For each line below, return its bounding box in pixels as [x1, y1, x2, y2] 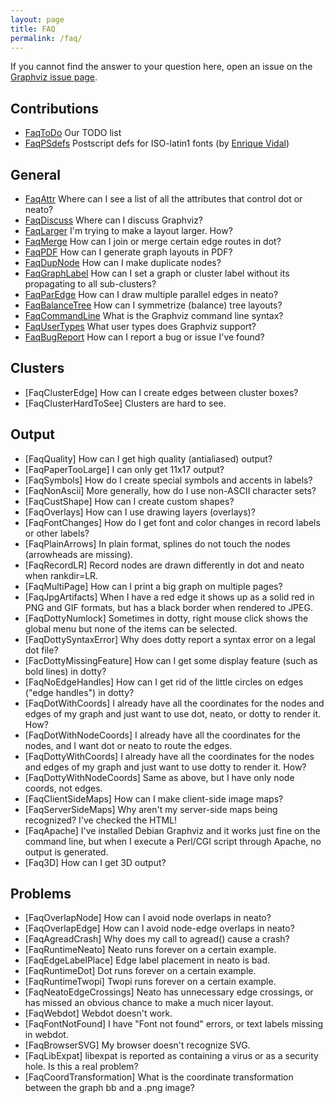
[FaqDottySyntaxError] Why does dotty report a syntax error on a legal [24, 633, 316, 645]
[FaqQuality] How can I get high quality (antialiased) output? [24, 452, 273, 465]
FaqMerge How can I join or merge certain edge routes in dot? [24, 236, 282, 247]
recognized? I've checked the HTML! [24, 814, 178, 826]
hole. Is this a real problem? [24, 1061, 139, 1073]
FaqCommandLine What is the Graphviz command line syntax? [24, 310, 284, 321]
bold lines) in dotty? [24, 665, 107, 677]
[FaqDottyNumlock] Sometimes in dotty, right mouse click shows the [24, 612, 309, 624]
